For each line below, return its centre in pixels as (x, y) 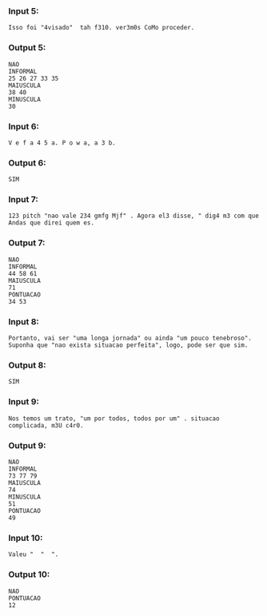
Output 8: (27, 365)
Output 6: (27, 163)
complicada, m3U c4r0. (46, 425)
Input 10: (26, 538)
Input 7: (23, 200)
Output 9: (27, 445)
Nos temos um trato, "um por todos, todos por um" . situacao (114, 418)
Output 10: (29, 574)
